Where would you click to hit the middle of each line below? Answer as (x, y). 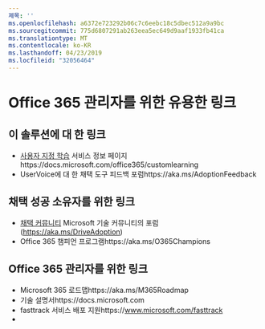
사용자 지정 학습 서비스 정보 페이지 (73, 155)
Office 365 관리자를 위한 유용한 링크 (122, 103)
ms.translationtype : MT (48, 38)
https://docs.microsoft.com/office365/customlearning (109, 164)
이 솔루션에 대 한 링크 (57, 134)
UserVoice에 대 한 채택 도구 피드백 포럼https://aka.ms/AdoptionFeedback (138, 174)
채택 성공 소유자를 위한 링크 (71, 202)
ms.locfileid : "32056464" (51, 61)
